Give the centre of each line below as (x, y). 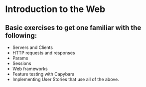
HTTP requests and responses (44, 53)
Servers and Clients (33, 47)
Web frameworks (30, 69)
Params (20, 58)
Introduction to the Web (55, 9)
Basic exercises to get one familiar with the (73, 28)
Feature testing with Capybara (43, 74)
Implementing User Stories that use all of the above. (66, 79)
